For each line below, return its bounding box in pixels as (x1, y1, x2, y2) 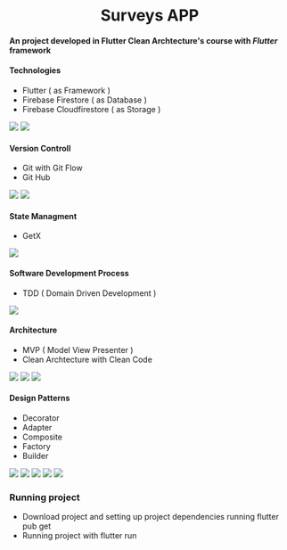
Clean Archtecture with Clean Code (21, 354, 153, 365)
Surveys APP (100, 5, 200, 26)
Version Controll (9, 143, 71, 153)
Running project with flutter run (21, 530, 137, 541)
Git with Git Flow (21, 162, 83, 174)
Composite (21, 431, 63, 442)
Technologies (9, 65, 61, 76)
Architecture (9, 324, 58, 335)
